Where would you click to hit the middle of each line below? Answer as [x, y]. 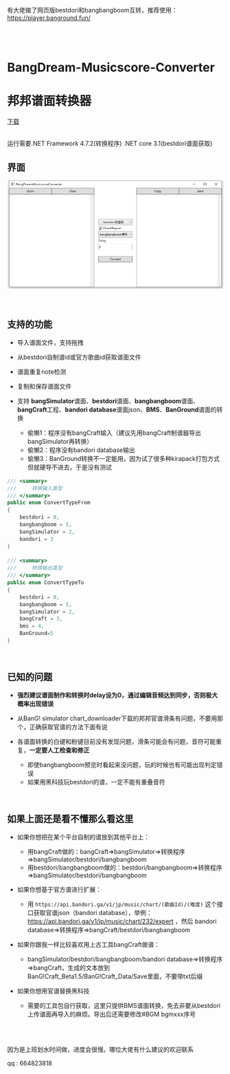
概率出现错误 [35, 703]
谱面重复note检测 [42, 372]
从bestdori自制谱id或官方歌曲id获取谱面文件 [79, 357]
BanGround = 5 [36, 634]
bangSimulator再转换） [60, 441]
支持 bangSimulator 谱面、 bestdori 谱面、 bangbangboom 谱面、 [108, 400]
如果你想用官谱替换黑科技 [53, 991]
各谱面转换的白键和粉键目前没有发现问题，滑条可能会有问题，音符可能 [116, 741]
